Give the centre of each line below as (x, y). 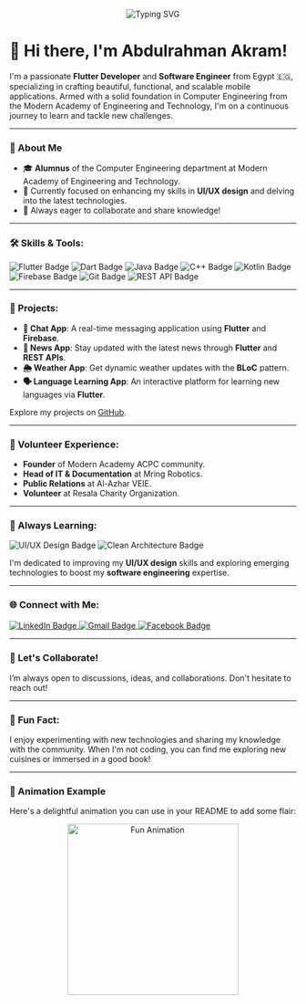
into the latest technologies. (75, 201)
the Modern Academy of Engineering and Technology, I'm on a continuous (149, 106)
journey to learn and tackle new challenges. (91, 115)
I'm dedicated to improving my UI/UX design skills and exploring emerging (149, 563)
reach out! (29, 687)
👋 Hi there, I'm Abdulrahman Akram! (148, 51)
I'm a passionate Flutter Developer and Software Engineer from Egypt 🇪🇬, (152, 76)
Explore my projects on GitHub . (68, 412)
